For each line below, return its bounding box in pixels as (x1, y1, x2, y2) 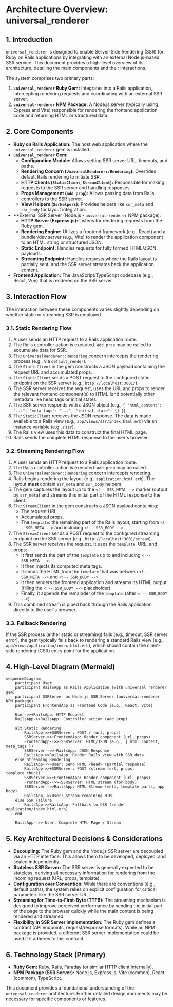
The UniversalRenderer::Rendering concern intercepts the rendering (13, 352, 159, 359)
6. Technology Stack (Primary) (6, 950, 106, 959)
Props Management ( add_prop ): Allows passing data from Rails (21, 190, 155, 196)
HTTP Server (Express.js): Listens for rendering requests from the (21, 217, 162, 223)
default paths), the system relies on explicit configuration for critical (13, 886, 157, 892)
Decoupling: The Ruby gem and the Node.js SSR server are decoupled (13, 848, 164, 854)
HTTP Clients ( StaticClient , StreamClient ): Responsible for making (21, 179, 165, 185)
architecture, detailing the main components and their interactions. (6, 65, 147, 71)
